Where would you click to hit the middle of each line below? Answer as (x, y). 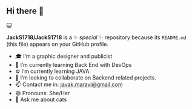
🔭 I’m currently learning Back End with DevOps (73, 64)
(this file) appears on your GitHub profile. (58, 44)
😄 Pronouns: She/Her (42, 93)
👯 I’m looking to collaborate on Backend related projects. (85, 77)
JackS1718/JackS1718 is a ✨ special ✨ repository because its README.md (96, 37)
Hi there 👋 (25, 11)
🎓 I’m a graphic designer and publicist (64, 56)
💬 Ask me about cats (41, 99)
